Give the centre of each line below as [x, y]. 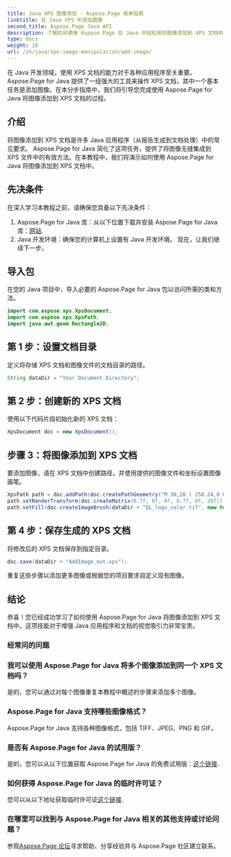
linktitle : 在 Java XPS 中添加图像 [55, 20]
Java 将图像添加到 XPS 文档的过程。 [58, 98]
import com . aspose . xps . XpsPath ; [53, 317]
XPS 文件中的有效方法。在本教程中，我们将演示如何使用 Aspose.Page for [111, 157]
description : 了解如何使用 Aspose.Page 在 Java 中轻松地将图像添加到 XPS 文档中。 [118, 33]
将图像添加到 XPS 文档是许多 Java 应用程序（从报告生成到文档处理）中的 [111, 140]
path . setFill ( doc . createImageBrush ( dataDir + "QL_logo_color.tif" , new [112, 507]
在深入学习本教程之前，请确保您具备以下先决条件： [79, 207]
